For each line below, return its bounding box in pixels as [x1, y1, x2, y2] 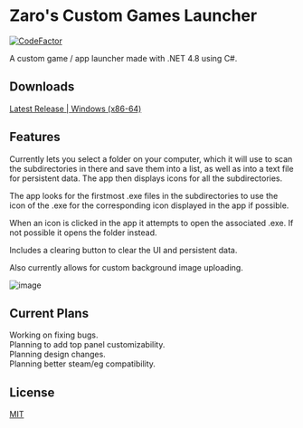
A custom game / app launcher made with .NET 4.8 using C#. [9, 52, 238, 63]
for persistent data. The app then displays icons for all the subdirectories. [9, 173, 283, 184]
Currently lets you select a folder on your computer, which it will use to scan [9, 153, 293, 164]
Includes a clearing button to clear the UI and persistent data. [9, 244, 238, 255]
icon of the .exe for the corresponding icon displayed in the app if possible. [9, 200, 289, 211]
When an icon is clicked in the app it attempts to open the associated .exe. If [9, 217, 294, 228]
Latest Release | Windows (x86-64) [9, 103, 142, 114]
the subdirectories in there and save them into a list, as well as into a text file [9, 163, 294, 174]
